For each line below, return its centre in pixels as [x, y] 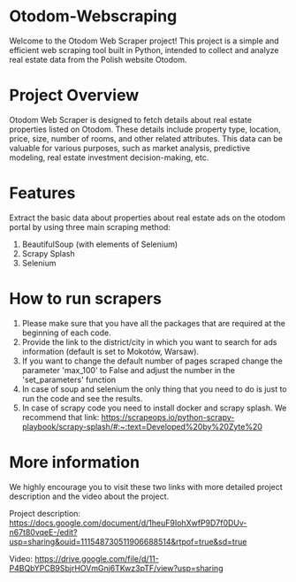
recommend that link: [61, 417]
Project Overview [74, 96]
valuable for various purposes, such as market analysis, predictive [129, 148]
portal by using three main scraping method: [90, 226]
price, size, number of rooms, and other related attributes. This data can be [146, 138]
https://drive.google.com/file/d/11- [97, 558]
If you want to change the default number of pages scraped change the [152, 361]
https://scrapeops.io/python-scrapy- [168, 417]
